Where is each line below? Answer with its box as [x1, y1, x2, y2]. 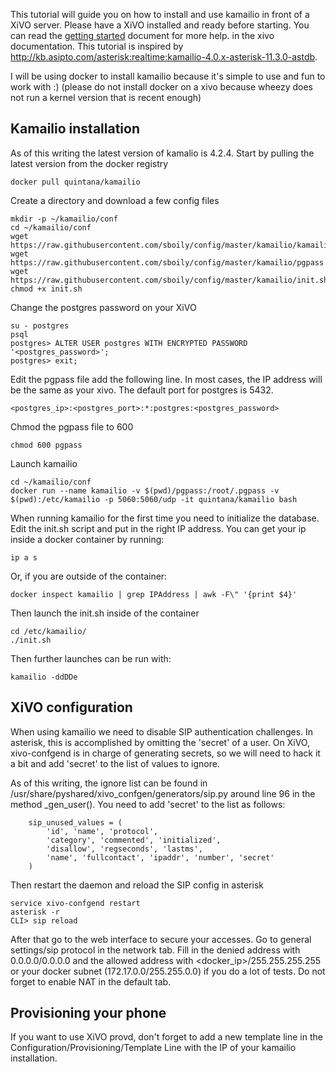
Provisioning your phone [10, 1005, 167, 1022]
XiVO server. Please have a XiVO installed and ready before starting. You [10, 19, 310, 31]
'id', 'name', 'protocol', [46, 826, 159, 836]
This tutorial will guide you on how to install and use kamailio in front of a [10, 9, 310, 20]
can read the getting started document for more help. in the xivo [10, 30, 275, 41]
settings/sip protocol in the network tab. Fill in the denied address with [10, 944, 301, 956]
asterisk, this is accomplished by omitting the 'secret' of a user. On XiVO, [10, 736, 310, 748]
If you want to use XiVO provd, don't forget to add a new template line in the [10, 1031, 323, 1043]
